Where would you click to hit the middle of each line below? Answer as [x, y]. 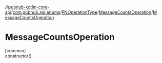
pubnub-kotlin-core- [29, 7]
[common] [15, 50]
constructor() [18, 56]
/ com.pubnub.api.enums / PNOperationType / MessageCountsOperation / [82, 12]
